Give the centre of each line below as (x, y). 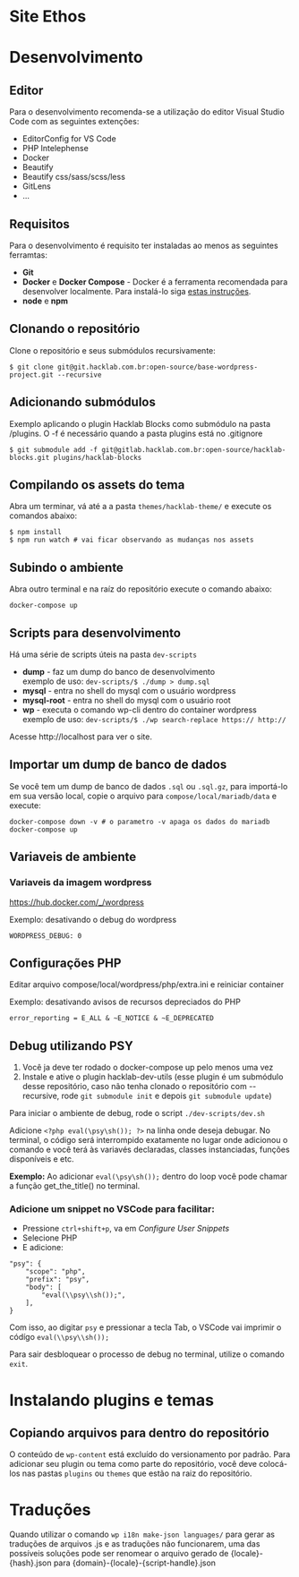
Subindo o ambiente (66, 567)
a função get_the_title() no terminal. (75, 1186)
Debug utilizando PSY (72, 1046)
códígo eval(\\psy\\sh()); (60, 1337)
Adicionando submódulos (83, 402)
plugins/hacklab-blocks (98, 457)
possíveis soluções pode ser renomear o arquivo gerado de (119, 1554)
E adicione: (43, 1248)
